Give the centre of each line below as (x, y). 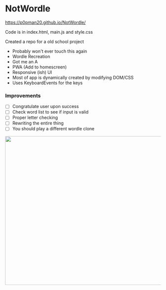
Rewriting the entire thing (38, 123)
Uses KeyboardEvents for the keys (47, 83)
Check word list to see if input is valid (50, 112)
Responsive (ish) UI (32, 72)
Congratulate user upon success (45, 107)
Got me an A (25, 61)
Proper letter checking (35, 117)
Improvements (23, 96)
